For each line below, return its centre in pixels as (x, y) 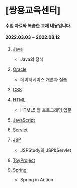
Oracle (19, 69)
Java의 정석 (32, 59)
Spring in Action (37, 179)
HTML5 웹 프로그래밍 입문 (46, 110)
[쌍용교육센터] (33, 10)
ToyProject (24, 160)
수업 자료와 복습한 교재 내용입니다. (38, 25)
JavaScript (24, 120)
